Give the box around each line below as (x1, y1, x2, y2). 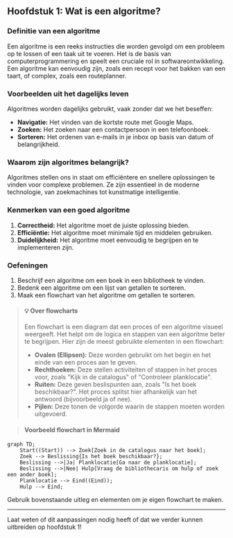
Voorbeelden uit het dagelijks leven (7, 89, 129, 98)
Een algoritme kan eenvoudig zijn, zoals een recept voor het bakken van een (7, 64, 226, 72)
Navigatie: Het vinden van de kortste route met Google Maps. (17, 118, 194, 126)
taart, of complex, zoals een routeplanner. (7, 71, 127, 80)
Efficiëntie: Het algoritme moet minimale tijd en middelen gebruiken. (17, 228, 214, 236)
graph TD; (7, 441, 36, 448)
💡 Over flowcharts (24, 306, 78, 315)
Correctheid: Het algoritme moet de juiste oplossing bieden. (17, 221, 190, 229)
